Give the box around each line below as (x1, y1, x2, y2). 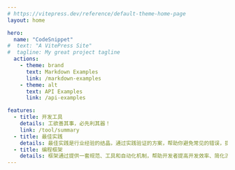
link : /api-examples (25, 94, 86, 101)
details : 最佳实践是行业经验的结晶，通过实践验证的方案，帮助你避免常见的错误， (20, 139, 225, 147)
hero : (7, 29, 23, 36)
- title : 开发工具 (13, 113, 63, 121)
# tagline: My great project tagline (7, 49, 120, 56)
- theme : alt (20, 81, 58, 88)
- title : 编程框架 (13, 146, 63, 153)
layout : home (7, 17, 45, 24)
